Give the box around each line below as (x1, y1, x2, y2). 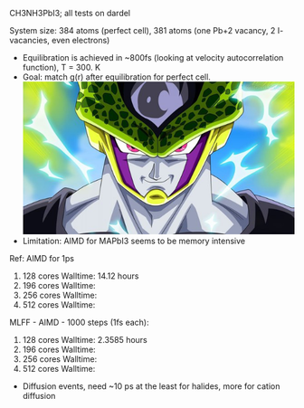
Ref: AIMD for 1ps (9, 252, 75, 263)
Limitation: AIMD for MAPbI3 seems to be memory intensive (22, 235, 246, 246)
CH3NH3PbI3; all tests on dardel (9, 8, 131, 18)
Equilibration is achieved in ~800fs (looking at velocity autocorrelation (22, 52, 284, 62)
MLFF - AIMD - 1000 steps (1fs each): (9, 317, 149, 327)
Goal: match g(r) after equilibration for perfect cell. (22, 71, 211, 82)
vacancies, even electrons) (9, 35, 110, 45)
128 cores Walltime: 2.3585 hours (22, 334, 147, 345)
